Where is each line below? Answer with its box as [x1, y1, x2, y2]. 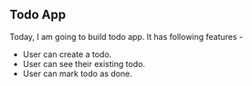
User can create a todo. [22, 49, 112, 60]
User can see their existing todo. [22, 58, 146, 69]
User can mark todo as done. [22, 68, 132, 79]
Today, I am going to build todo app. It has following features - [9, 31, 244, 42]
